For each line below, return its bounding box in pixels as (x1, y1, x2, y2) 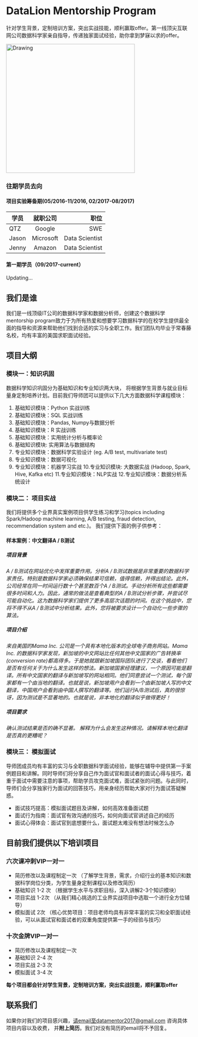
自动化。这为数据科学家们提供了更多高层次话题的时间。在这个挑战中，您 (16, 597, 192, 604)
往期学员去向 (6, 182, 43, 190)
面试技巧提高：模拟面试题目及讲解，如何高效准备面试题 (14, 804, 149, 811)
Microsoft (32, 234, 59, 242)
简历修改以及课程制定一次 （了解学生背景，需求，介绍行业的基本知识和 (14, 871, 186, 879)
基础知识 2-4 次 (14, 954, 53, 961)
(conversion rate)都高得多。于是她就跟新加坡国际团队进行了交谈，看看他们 (6, 657, 187, 664)
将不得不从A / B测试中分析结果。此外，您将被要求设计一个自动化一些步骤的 (6, 604, 188, 611)
